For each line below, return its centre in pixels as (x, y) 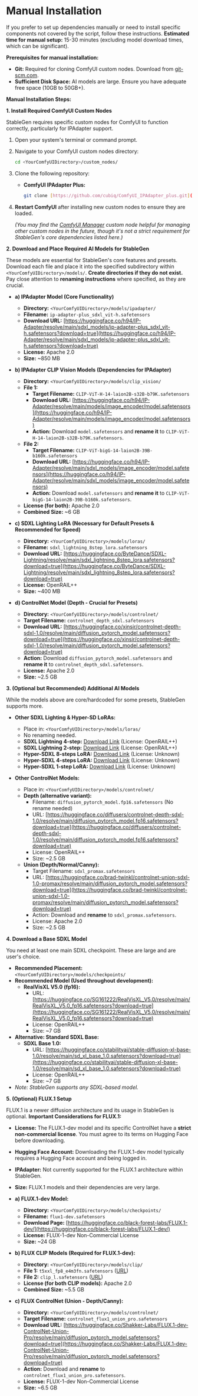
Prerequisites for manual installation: (52, 57)
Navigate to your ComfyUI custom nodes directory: (77, 151)
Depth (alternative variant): (58, 795)
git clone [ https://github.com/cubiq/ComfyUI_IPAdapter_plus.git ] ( (108, 195)
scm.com (26, 75)
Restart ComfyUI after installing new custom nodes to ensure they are (100, 207)
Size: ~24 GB (39, 1241)
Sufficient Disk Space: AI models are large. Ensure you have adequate (100, 81)
